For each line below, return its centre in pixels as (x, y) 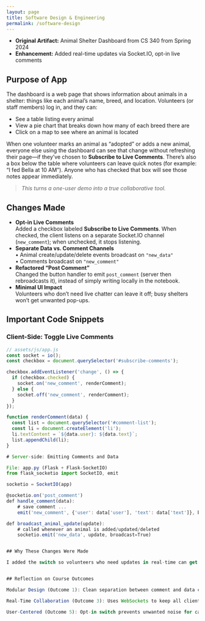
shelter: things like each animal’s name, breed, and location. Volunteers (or (100, 101)
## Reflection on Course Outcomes (50, 579)
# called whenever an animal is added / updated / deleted (88, 529)
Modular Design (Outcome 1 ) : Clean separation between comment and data (101, 590)
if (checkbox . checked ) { (43, 378)
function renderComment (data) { (47, 417)
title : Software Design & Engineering (56, 18)
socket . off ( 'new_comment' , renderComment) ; (74, 395)
